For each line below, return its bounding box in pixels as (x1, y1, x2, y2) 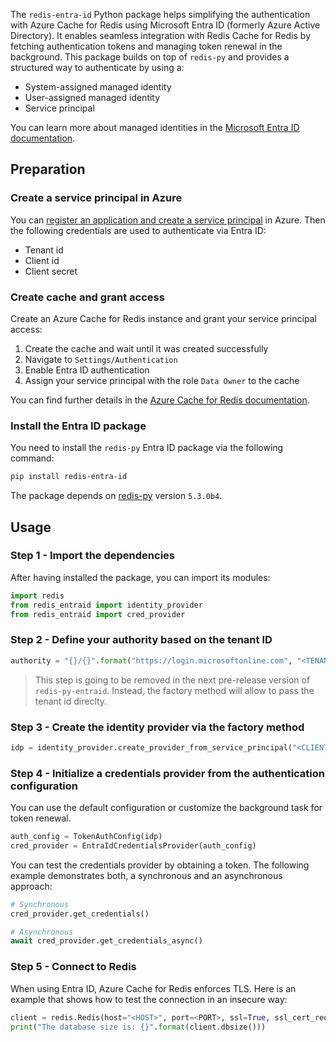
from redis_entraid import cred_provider (10, 609, 186, 619)
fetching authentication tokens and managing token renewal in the (10, 40, 283, 52)
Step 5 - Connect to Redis (10, 960, 137, 974)
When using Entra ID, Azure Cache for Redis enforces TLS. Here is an (10, 982, 297, 994)
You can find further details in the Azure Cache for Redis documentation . (10, 394, 310, 406)
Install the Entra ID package (10, 419, 147, 433)
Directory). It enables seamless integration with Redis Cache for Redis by (10, 30, 311, 41)
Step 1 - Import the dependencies (10, 549, 175, 563)
